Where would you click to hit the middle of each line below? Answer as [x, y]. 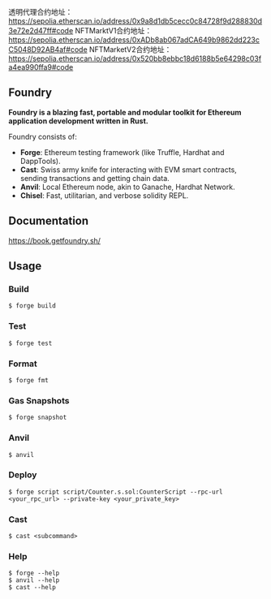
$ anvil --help [34, 580]
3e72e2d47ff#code [41, 30]
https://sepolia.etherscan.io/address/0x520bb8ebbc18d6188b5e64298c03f [135, 58]
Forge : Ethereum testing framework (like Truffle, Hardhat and [122, 152]
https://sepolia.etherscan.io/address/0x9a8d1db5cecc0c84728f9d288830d [135, 21]
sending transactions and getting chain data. [95, 178]
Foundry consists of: [43, 136]
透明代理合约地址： [41, 12]
